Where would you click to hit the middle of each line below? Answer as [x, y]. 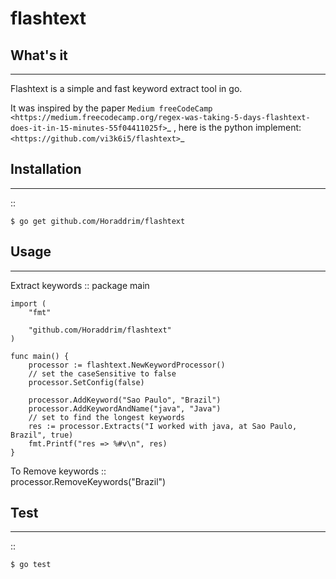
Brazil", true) [42, 435]
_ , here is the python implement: [234, 127]
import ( [28, 303]
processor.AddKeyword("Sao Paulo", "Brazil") [125, 400]
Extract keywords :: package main [80, 285]
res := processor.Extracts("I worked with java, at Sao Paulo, [163, 426]
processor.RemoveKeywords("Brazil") [88, 481]
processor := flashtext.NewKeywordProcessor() [127, 365]
